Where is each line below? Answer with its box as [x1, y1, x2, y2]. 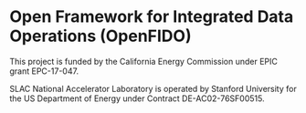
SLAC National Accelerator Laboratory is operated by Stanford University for [9, 83, 297, 94]
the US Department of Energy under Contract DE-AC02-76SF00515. [9, 93, 265, 104]
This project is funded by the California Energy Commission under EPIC [9, 56, 279, 67]
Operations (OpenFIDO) [9, 26, 192, 46]
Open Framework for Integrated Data [9, 6, 294, 27]
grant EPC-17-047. [9, 66, 79, 77]
